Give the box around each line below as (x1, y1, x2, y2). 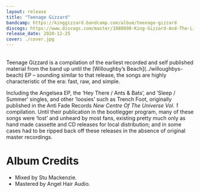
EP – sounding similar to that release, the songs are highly (24, 72, 167, 78)
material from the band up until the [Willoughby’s (6, 65, 126, 72)
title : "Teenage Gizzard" (6, 14, 70, 20)
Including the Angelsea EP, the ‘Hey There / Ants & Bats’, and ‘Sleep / (6, 90, 176, 96)
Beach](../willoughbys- (127, 65, 183, 72)
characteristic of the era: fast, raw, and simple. (6, 78, 120, 85)
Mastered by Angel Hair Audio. (14, 180, 90, 187)
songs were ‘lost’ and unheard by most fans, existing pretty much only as (6, 115, 186, 122)
